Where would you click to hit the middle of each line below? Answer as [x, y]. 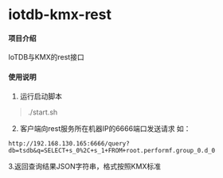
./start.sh [43, 112]
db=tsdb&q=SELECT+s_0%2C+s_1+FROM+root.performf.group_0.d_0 [112, 150]
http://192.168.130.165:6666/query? [69, 143]
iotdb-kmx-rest [60, 15]
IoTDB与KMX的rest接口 [47, 57]
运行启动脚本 [41, 96]
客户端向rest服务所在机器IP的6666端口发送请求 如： [105, 128]
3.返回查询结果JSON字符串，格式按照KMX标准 [85, 166]
